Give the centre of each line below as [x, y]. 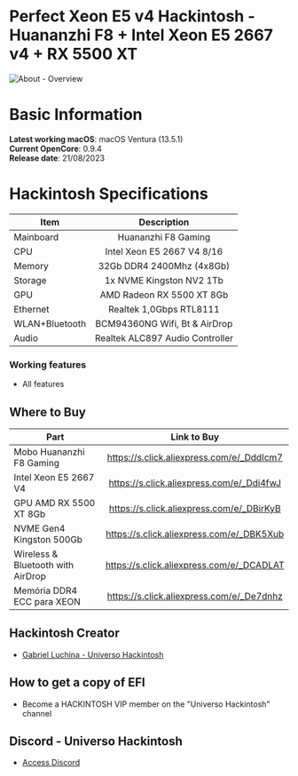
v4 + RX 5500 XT [74, 54]
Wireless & [36, 554]
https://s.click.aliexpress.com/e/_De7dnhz [195, 596]
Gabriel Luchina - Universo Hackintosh [93, 654]
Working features [48, 364]
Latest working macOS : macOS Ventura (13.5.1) [96, 139]
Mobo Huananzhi [50, 452]
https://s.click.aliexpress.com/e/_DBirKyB [195, 508]
